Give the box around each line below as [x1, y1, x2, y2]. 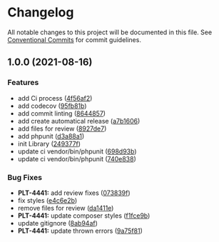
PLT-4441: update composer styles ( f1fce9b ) [17, 211, 151, 220]
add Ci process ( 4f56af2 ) [17, 94, 93, 102]
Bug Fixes [7, 172, 43, 182]
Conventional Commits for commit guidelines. [7, 35, 141, 44]
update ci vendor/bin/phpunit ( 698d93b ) [17, 147, 137, 156]
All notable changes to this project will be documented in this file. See [7, 28, 213, 36]
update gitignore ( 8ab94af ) [17, 218, 98, 227]
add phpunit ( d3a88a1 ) [17, 131, 85, 140]
